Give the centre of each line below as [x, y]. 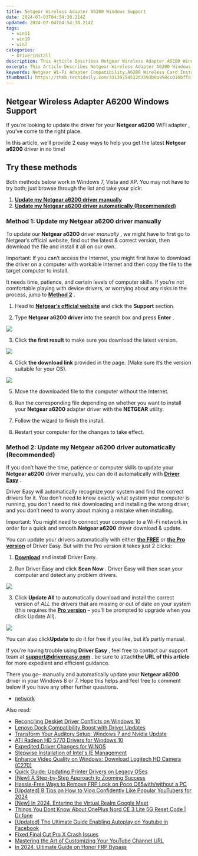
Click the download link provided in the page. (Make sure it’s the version [103, 363]
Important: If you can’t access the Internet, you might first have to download [98, 258]
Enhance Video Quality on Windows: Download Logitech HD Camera [98, 759]
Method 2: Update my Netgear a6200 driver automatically [91, 447]
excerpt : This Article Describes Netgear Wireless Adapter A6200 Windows [99, 67]
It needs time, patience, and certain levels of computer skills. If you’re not [95, 282]
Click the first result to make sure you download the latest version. [96, 340]
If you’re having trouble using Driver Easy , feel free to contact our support [97, 650]
